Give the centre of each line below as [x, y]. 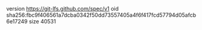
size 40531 [42, 21]
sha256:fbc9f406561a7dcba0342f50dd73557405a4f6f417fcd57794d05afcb [101, 15]
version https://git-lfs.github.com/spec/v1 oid [63, 9]
